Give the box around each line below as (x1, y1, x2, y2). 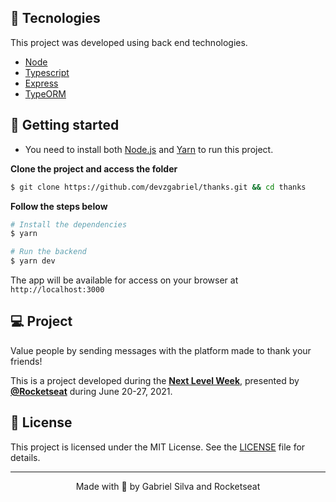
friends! (10, 355, 43, 367)
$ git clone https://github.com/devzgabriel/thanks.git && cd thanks (10, 182, 307, 192)
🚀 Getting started (10, 117, 120, 134)
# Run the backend (10, 247, 87, 257)
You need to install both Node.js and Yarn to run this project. (24, 143, 274, 155)
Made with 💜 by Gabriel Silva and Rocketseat (75, 480, 261, 492)
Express (24, 77, 59, 89)
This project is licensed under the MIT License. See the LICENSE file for (10, 441, 306, 453)
